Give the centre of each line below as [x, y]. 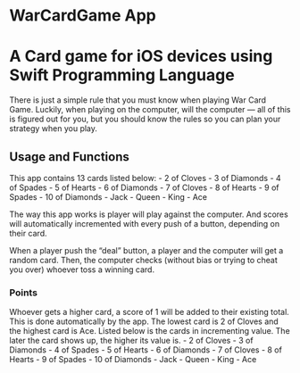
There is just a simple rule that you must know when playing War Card [137, 100]
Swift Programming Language [122, 75]
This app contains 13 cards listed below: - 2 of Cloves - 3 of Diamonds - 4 [145, 178]
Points [24, 293]
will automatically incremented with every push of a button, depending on [144, 223]
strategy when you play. [54, 128]
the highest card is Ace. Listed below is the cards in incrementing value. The [150, 331]
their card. [28, 233]
